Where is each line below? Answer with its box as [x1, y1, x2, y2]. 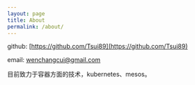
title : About [7, 17, 45, 24]
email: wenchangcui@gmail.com [7, 56, 101, 64]
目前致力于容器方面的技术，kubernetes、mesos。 [7, 70, 152, 79]
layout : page [7, 10, 45, 17]
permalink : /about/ [7, 23, 64, 30]
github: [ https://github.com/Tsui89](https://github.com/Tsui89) [7, 42, 188, 51]
